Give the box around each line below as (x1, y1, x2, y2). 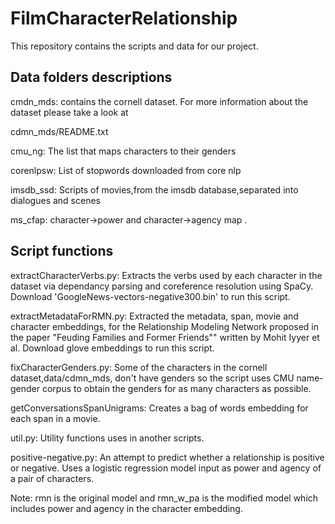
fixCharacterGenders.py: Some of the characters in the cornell (10, 361, 268, 373)
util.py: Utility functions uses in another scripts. (10, 432, 205, 444)
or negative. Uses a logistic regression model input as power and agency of (10, 462, 322, 474)
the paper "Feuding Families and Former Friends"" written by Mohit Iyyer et (10, 331, 320, 343)
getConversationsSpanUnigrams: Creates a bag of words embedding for (10, 402, 309, 414)
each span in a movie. (10, 412, 101, 424)
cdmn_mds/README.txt (10, 125, 109, 137)
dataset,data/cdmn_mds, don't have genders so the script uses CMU (10, 372, 295, 384)
